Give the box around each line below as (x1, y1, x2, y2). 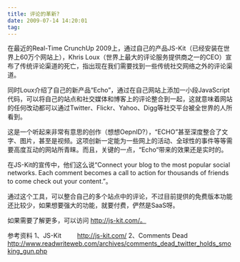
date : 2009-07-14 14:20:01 (7, 17, 88, 24)
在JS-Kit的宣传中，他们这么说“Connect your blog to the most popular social (7, 161, 231, 169)
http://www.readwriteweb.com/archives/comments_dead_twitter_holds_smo (7, 239, 231, 248)
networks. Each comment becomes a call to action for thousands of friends (7, 169, 229, 177)
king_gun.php (7, 247, 48, 256)
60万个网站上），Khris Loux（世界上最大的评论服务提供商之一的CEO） (19, 53, 226, 61)
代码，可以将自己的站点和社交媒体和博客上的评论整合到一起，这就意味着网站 (7, 95, 233, 103)
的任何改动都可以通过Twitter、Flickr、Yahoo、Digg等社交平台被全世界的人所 (7, 104, 233, 112)
